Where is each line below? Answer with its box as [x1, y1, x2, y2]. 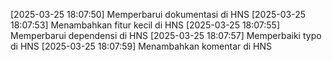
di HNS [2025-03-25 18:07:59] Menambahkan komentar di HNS [10, 40, 273, 52]
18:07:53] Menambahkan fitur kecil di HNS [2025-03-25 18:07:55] [10, 19, 281, 31]
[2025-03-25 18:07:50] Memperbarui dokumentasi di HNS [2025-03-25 [10, 9, 307, 20]
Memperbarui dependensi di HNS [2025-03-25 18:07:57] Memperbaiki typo [10, 30, 322, 41]
